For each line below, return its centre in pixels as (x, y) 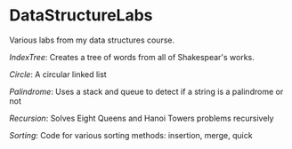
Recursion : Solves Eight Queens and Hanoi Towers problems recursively (142, 118)
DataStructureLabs (81, 16)
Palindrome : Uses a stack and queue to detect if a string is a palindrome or (146, 91)
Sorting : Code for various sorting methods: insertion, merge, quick (131, 135)
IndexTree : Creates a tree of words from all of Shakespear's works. (132, 57)
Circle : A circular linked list (58, 74)
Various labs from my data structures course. (92, 40)
